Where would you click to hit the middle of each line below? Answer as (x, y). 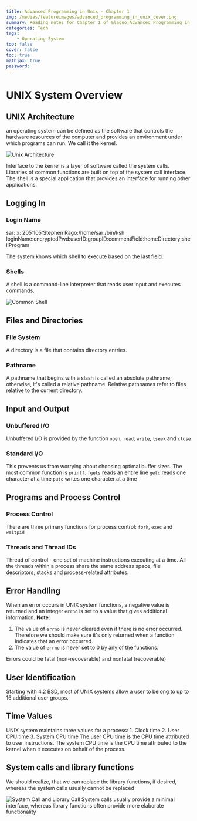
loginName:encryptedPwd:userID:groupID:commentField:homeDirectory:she (98, 239)
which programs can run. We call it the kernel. (62, 143)
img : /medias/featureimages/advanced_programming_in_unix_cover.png (91, 17)
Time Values (29, 716)
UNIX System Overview (64, 95)
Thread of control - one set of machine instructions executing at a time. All (96, 560)
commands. (21, 290)
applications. (21, 185)
